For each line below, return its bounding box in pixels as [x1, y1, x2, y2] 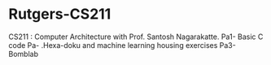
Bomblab [8, 49, 39, 58]
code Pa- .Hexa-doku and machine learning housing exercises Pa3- [8, 40, 236, 50]
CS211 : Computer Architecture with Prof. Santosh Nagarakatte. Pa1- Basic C [8, 32, 264, 41]
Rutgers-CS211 [8, 5, 111, 24]
